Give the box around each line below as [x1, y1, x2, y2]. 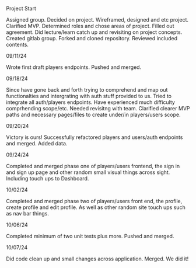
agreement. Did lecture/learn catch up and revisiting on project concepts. [6, 29, 183, 36]
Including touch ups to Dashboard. [6, 175, 89, 182]
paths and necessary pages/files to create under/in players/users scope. [6, 111, 181, 118]
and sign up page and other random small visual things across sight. [6, 169, 170, 176]
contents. [6, 41, 29, 48]
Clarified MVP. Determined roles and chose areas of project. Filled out [6, 23, 174, 29]
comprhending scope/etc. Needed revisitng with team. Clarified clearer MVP [6, 105, 190, 112]
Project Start [6, 5, 37, 12]
